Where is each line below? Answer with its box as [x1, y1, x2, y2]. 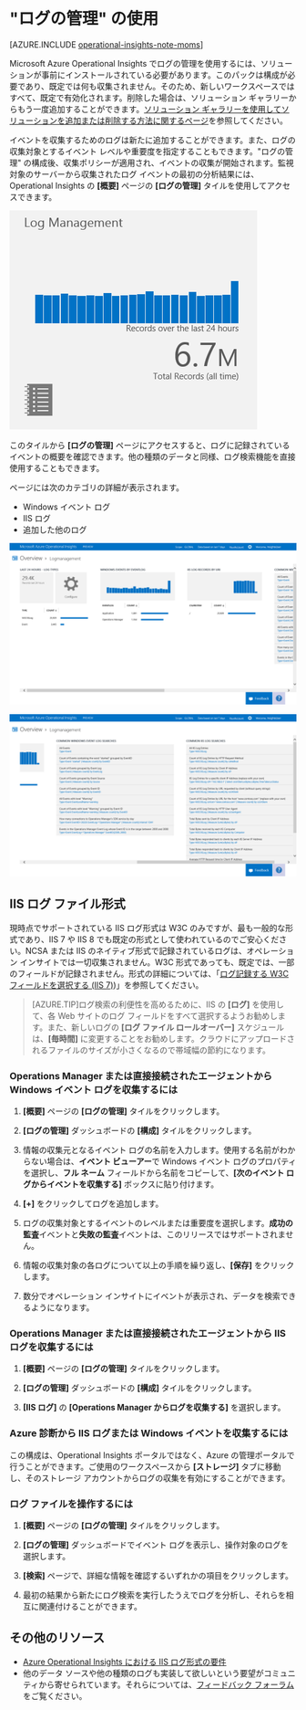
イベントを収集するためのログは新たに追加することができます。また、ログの [9, 134, 296, 145]
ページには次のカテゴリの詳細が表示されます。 [9, 481, 185, 493]
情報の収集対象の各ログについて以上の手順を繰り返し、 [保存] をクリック [22, 1260, 294, 1271]
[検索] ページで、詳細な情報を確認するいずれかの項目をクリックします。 [22, 1569, 294, 1580]
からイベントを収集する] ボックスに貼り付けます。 [30, 1179, 219, 1190]
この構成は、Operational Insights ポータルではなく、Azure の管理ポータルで [9, 1449, 295, 1461]
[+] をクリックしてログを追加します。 [22, 1198, 164, 1210]
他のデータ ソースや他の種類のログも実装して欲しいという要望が [22, 1667, 264, 1678]
